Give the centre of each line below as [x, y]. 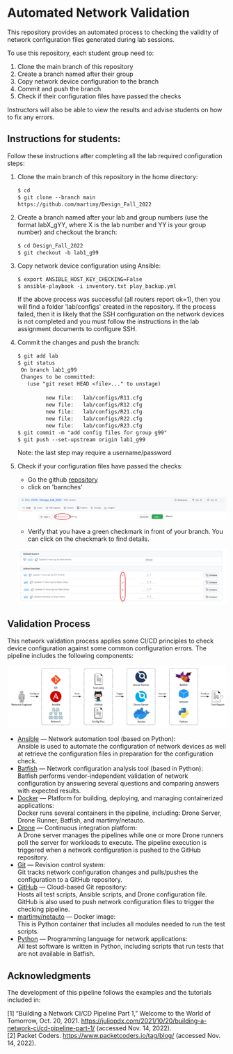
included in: [24, 1000]
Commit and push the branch [59, 89]
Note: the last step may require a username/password [94, 452]
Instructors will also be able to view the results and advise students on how [115, 109]
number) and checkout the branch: [67, 232]
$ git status [36, 363]
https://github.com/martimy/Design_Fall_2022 [84, 204]
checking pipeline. [44, 909]
